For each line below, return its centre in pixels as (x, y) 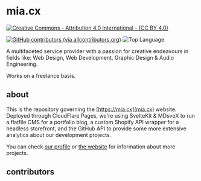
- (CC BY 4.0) (152, 28)
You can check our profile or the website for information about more (91, 147)
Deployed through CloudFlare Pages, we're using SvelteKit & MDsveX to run (101, 115)
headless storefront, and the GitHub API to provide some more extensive (97, 129)
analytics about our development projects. (59, 135)
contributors (30, 172)
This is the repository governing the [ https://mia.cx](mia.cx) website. (91, 109)
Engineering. (22, 64)
